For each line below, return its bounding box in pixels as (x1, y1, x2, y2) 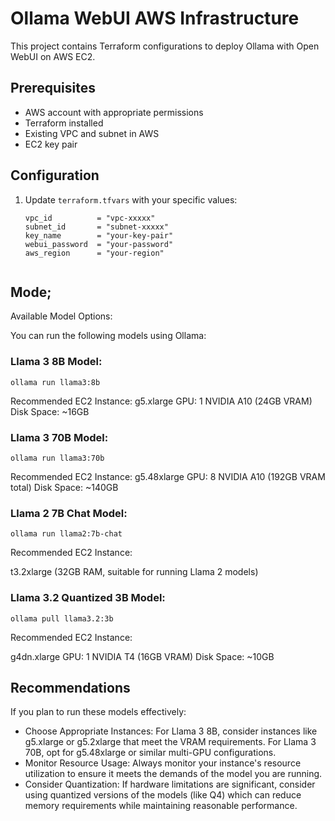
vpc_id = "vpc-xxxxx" (24, 213, 156, 223)
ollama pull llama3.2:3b (10, 613, 114, 624)
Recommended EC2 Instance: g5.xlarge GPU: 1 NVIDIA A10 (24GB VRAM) (10, 395, 313, 407)
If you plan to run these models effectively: (10, 706, 187, 718)
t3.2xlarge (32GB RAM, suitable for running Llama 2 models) (10, 566, 259, 578)
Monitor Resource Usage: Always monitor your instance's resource (24, 757, 302, 769)
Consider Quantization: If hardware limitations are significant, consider (24, 778, 316, 791)
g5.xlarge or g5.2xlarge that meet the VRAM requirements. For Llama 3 (24, 736, 317, 748)
